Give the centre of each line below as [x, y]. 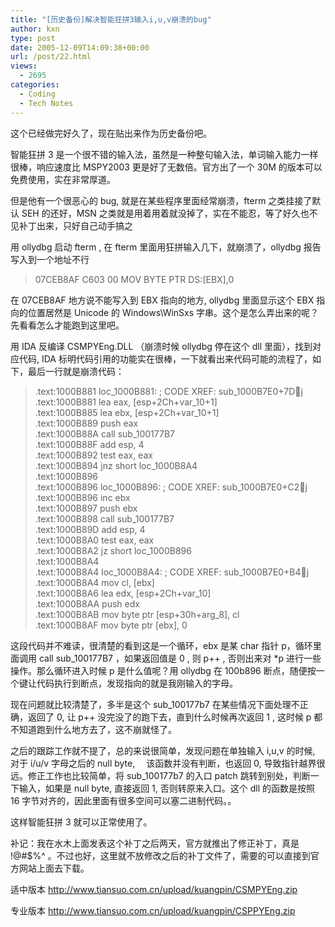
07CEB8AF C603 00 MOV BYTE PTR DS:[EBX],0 [134, 279]
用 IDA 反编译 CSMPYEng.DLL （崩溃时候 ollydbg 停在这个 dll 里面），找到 [161, 346]
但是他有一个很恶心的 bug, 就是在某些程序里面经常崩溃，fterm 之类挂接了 [161, 200]
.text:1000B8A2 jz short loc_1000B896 [113, 550]
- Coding [37, 94]
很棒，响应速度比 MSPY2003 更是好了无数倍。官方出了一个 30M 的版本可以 [166, 167]
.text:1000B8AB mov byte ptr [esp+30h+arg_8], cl [137, 614]
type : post [33, 38]
